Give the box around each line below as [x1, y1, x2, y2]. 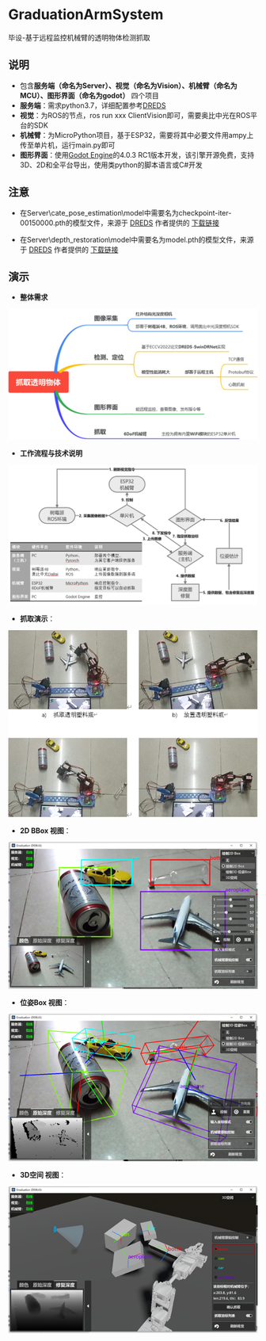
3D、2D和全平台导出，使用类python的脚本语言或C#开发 [19, 160, 203, 170]
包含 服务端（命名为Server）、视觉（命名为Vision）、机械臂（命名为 [19, 81, 237, 90]
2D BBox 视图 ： [19, 826, 71, 835]
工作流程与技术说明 [19, 449, 83, 458]
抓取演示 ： [19, 614, 55, 624]
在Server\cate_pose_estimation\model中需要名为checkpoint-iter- [19, 208, 232, 217]
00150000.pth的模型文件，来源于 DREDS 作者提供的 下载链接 [19, 218, 220, 227]
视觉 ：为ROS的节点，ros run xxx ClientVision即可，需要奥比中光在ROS [19, 110, 251, 120]
